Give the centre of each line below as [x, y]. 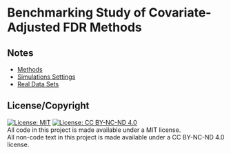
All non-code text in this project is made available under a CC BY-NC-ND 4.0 [116, 137]
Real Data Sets [38, 84]
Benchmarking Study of [77, 13]
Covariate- [180, 13]
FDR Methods [103, 27]
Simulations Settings [46, 77]
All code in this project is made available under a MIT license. [94, 130]
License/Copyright [48, 106]
